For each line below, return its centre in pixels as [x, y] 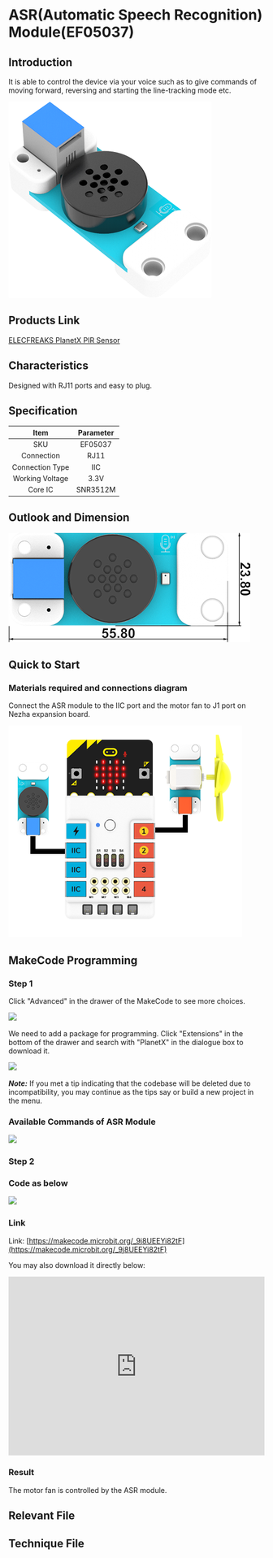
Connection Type [41, 467]
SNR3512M [96, 490]
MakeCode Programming [73, 960]
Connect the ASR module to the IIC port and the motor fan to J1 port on [127, 705]
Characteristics [49, 366]
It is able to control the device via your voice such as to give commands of [133, 82]
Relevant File [42, 1516]
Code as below [38, 1183]
